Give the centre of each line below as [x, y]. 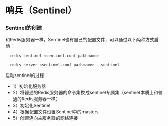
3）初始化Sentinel [32, 106]
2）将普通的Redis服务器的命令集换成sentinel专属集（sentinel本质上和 [85, 93]
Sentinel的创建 [24, 28]
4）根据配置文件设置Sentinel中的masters [55, 112]
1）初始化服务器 [29, 86]
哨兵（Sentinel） [41, 10]
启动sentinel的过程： [27, 75]
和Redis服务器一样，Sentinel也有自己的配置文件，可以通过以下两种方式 [80, 40]
